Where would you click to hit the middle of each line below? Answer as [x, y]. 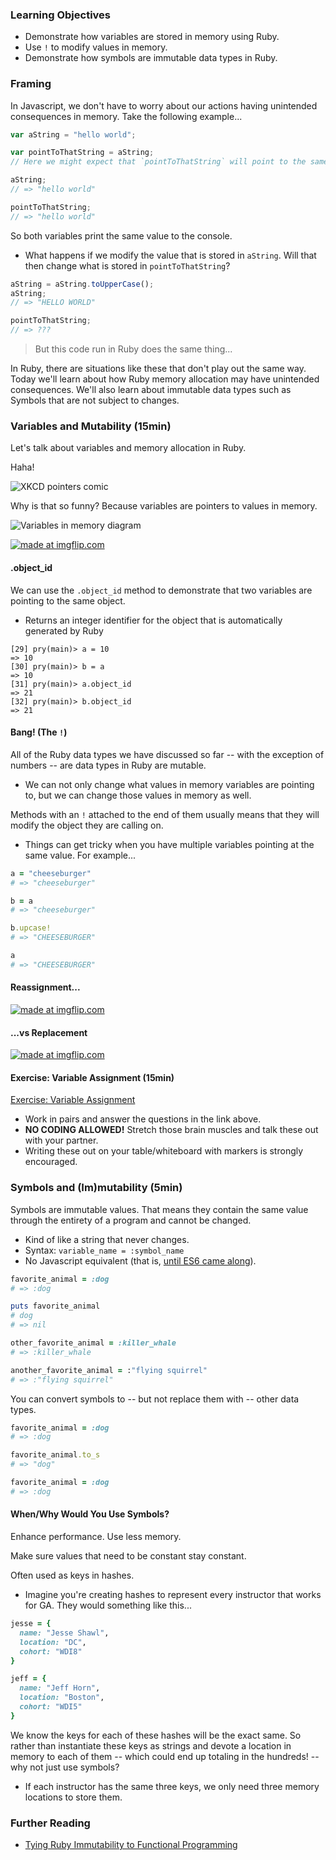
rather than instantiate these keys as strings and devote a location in [151, 1745]
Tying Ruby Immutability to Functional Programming [131, 1845]
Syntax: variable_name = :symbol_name [104, 1250]
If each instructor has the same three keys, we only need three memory [172, 1786]
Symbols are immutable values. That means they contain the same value [159, 1209]
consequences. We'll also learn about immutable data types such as [151, 390]
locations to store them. [73, 1797]
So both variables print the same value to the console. [121, 235]
